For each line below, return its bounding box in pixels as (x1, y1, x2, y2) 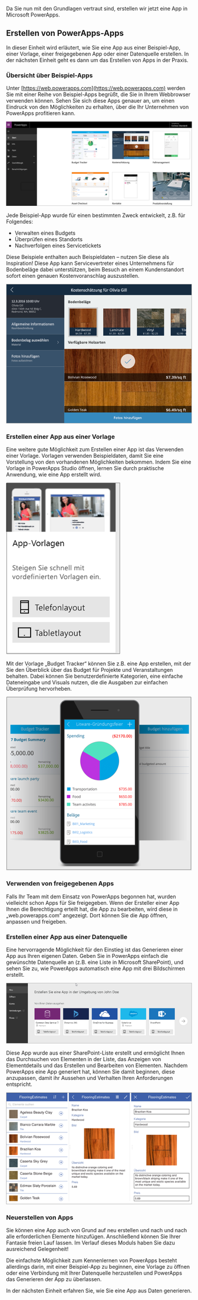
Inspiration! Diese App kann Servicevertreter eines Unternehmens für (6, 260, 174, 267)
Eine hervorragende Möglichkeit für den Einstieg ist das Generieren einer (6, 946, 183, 953)
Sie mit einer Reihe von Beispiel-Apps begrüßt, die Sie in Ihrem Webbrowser (6, 91, 190, 98)
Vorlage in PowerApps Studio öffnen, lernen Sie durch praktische (6, 465, 164, 472)
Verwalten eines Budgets (14, 229, 75, 237)
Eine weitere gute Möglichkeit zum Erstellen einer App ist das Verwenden (6, 446, 184, 453)
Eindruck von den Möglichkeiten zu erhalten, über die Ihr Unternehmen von (6, 103, 189, 111)
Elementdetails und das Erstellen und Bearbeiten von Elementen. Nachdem (6, 1062, 188, 1069)
